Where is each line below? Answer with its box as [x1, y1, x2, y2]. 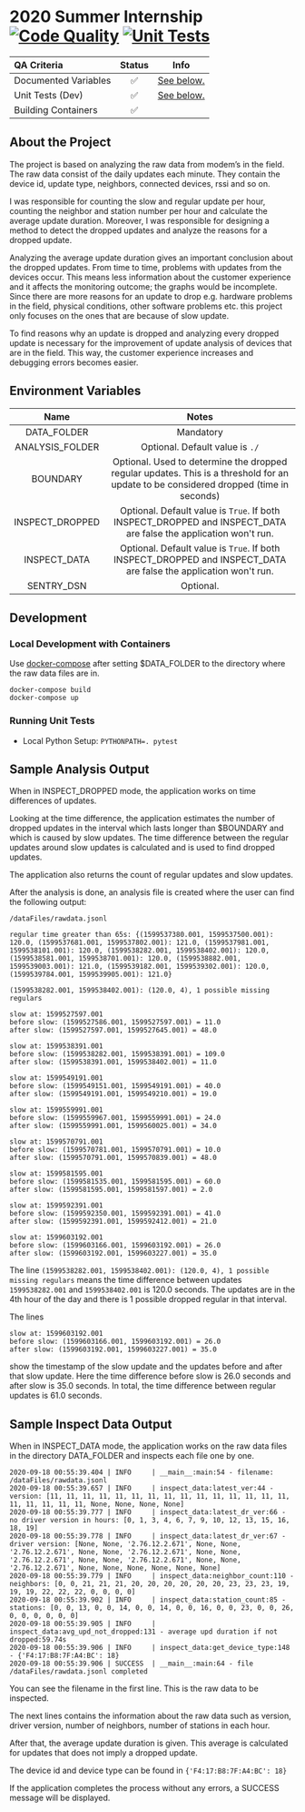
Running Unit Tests [9, 715, 95, 728]
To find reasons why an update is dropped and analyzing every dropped [9, 328, 280, 339]
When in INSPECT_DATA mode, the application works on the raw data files [9, 1440, 288, 1451]
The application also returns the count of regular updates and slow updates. [9, 870, 293, 881]
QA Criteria [14, 58, 64, 71]
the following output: [9, 897, 87, 908]
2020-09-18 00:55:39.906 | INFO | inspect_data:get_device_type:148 [9, 1644, 290, 1653]
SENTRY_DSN [26, 579, 87, 592]
